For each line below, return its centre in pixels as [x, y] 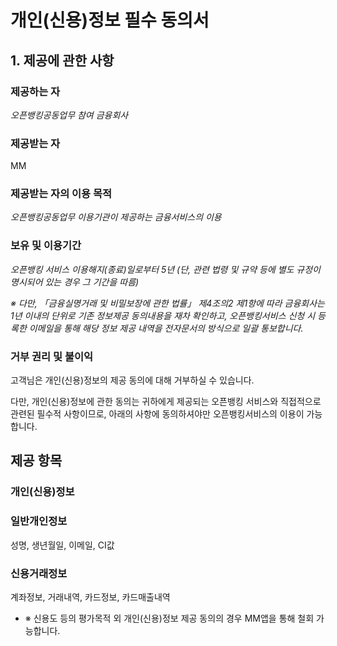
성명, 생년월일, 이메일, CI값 [62, 545]
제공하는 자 [35, 91]
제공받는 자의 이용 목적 [61, 194]
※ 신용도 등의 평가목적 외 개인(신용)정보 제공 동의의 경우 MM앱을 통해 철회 [169, 618]
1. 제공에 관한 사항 [62, 60]
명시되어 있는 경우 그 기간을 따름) [75, 282]
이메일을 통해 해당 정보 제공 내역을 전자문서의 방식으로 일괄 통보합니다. [166, 328]
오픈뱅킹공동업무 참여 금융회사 [69, 115]
